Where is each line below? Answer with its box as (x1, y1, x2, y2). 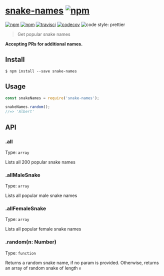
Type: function (5, 250, 36, 256)
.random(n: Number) (5, 238, 56, 245)
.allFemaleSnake (5, 205, 46, 212)
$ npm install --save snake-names (5, 68, 77, 73)
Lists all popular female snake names (5, 226, 81, 232)
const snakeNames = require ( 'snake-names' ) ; (5, 95, 99, 100)
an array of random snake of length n (5, 265, 81, 271)
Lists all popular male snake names (5, 192, 77, 198)
